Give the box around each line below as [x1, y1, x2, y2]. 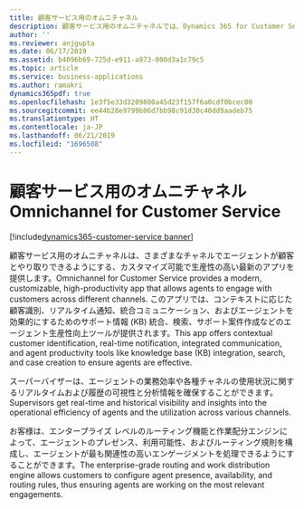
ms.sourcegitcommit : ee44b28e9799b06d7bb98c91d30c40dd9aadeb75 [9, 106, 253, 115]
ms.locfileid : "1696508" [9, 139, 103, 149]
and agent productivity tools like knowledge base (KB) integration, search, [9, 347, 286, 358]
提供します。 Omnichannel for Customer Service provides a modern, [9, 273, 262, 283]
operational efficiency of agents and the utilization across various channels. [9, 407, 291, 418]
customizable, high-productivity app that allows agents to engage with [9, 283, 273, 293]
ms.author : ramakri [9, 81, 83, 90]
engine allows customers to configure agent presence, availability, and [9, 469, 273, 480]
